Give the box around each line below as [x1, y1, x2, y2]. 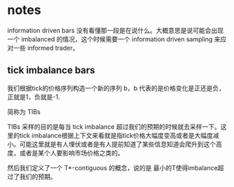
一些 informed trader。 [13, 43, 79, 52]
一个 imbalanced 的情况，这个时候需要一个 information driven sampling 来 [7, 34, 221, 43]
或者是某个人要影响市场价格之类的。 [19, 148, 124, 157]
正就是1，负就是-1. [7, 92, 60, 101]
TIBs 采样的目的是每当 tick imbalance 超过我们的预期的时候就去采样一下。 [7, 122, 221, 131]
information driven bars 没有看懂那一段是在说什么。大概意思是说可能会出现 [7, 26, 224, 34]
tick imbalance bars [7, 64, 96, 76]
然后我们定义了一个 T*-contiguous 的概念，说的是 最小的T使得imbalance [7, 163, 219, 172]
